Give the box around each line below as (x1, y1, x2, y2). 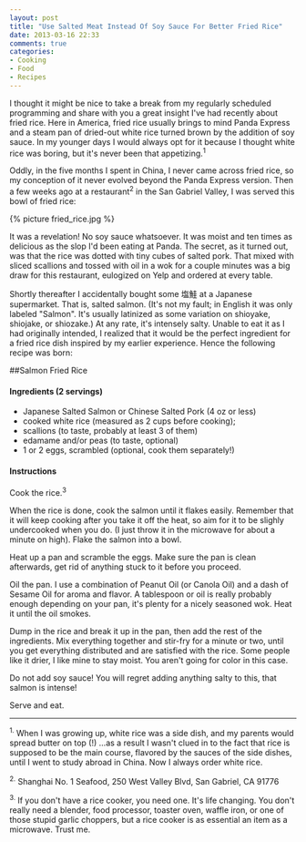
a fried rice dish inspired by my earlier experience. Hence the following (9, 338, 276, 349)
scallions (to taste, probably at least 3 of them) (22, 426, 199, 436)
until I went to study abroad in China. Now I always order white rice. (9, 756, 263, 767)
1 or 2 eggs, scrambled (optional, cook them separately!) (22, 445, 235, 456)
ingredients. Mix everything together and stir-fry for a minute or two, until (9, 635, 284, 647)
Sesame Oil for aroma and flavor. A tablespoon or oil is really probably (9, 589, 272, 600)
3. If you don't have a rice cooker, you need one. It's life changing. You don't (9, 794, 295, 806)
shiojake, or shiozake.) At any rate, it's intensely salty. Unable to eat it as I (9, 318, 285, 329)
